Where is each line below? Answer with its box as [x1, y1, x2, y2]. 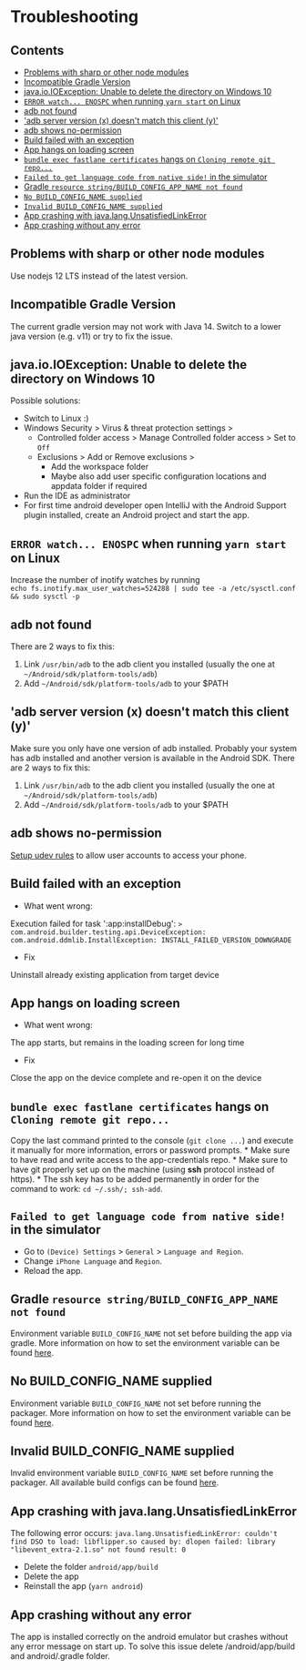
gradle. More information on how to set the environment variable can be [10, 1337, 280, 1349]
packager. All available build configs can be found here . [10, 1477, 219, 1488]
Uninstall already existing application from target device [10, 969, 219, 980]
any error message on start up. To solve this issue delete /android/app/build [10, 1641, 295, 1652]
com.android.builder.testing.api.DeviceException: [10, 927, 207, 937]
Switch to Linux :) [23, 412, 89, 424]
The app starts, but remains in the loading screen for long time [10, 1037, 245, 1048]
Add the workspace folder [50, 462, 149, 473]
